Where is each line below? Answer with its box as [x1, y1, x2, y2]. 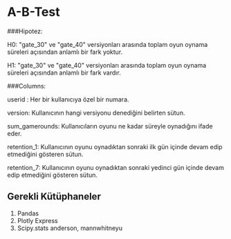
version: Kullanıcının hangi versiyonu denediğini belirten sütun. [7, 108, 185, 117]
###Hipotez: [7, 27, 43, 35]
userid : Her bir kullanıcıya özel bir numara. [7, 95, 129, 104]
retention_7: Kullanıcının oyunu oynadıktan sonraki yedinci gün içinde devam [7, 163, 225, 171]
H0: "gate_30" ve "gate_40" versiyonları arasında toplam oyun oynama [7, 40, 208, 48]
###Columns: [7, 82, 46, 90]
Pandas [17, 209, 39, 218]
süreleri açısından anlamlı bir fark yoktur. [7, 48, 123, 56]
